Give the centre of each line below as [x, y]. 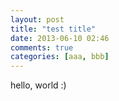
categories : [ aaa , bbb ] [60, 57]
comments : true [42, 47]
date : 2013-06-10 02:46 [60, 38]
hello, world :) [38, 85]
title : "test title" [53, 29]
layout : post [37, 19]
